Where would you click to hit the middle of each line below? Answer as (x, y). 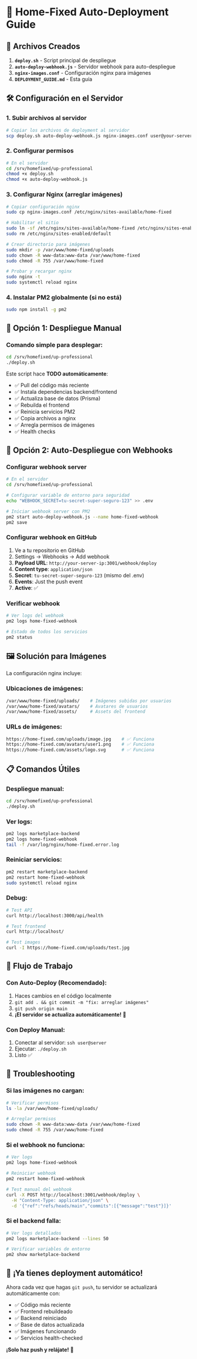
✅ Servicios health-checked (49, 1338)
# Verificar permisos (33, 1103)
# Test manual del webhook (39, 1189)
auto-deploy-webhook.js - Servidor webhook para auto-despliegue (95, 67)
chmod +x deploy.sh (30, 174)
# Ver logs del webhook (35, 616)
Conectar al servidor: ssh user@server (60, 1043)
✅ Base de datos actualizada (49, 1324)
